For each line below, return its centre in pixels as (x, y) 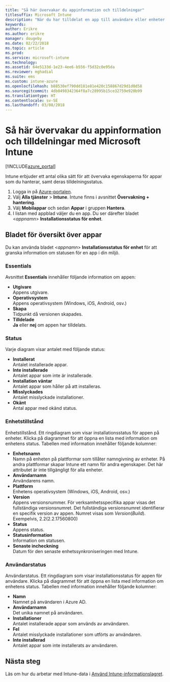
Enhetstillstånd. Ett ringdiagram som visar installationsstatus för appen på (82, 432)
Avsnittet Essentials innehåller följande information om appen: (70, 277)
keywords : (16, 24)
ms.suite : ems (20, 77)
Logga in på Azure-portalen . (42, 192)
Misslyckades (28, 392)
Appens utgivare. (31, 293)
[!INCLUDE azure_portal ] (31, 166)
